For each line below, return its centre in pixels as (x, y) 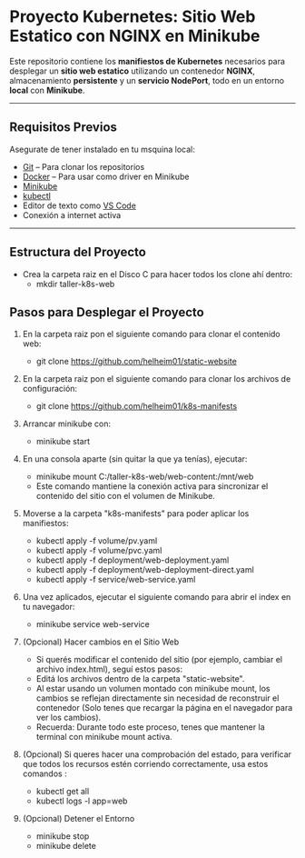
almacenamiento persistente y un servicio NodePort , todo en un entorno (147, 80)
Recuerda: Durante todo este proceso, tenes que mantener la (150, 727)
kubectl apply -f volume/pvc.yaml (99, 551)
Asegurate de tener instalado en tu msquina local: (102, 149)
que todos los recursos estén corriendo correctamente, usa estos (145, 764)
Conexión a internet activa (72, 214)
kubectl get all (63, 792)
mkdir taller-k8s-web (75, 284)
